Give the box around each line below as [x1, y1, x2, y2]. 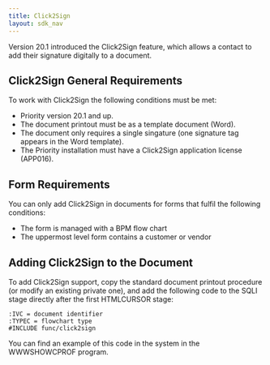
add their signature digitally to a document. [8, 50, 152, 60]
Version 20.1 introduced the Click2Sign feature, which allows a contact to [8, 41, 252, 51]
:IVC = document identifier [8, 310, 104, 318]
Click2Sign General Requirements [8, 74, 183, 88]
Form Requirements [8, 178, 111, 191]
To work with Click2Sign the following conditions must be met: [8, 95, 217, 105]
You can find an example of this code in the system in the [8, 338, 200, 348]
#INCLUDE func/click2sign [8, 324, 96, 333]
